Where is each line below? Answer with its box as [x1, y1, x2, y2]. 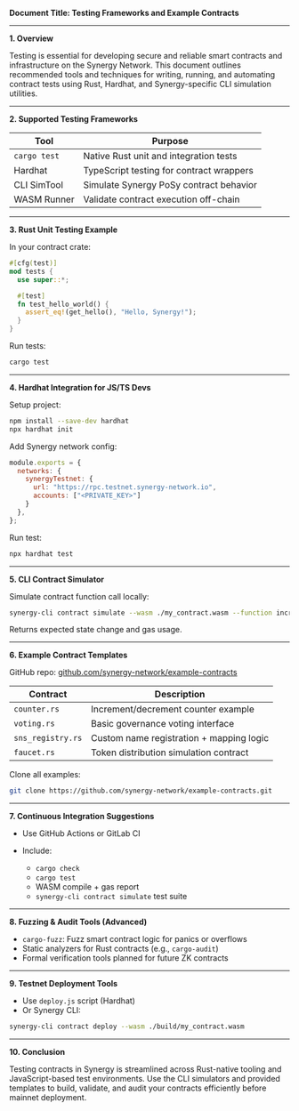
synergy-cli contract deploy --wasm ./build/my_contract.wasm [9, 1022, 245, 1031]
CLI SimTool [13, 179, 64, 190]
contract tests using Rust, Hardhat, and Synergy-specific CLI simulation [9, 79, 271, 89]
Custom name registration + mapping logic [90, 732, 270, 745]
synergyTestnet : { [25, 475, 93, 484]
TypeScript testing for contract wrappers [83, 165, 254, 176]
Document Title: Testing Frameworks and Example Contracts [9, 8, 239, 18]
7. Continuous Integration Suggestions [9, 811, 155, 822]
